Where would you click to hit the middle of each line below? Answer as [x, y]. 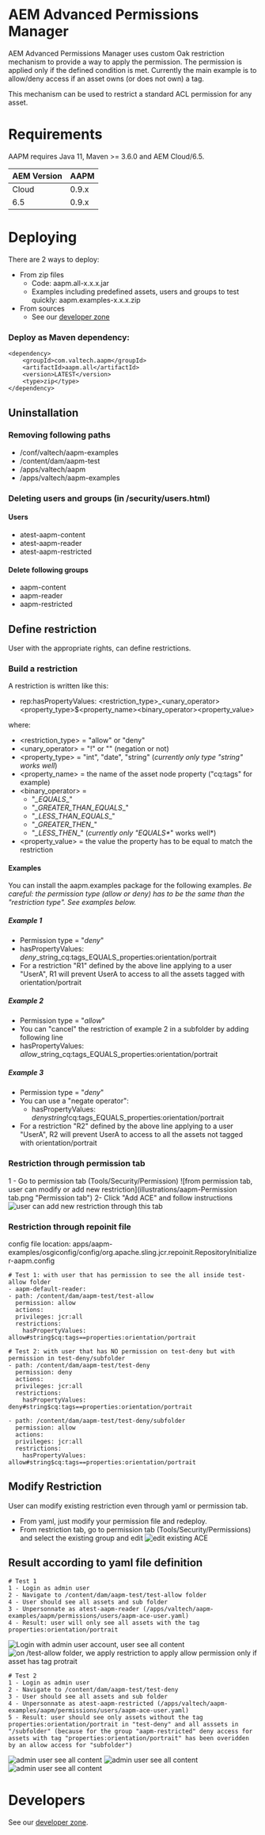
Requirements [55, 134]
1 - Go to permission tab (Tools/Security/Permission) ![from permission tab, [131, 1181]
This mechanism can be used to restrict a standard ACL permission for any [130, 93]
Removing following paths [59, 435]
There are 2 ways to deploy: [54, 259]
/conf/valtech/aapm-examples [69, 452]
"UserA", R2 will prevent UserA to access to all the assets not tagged [131, 1135]
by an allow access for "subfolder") [70, 1745]
